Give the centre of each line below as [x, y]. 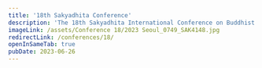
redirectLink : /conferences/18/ [61, 37]
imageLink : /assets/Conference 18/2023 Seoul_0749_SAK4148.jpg [114, 30]
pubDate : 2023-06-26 [42, 52]
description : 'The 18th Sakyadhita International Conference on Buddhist [132, 23]
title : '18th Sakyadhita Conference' [70, 15]
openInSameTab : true [42, 45]
